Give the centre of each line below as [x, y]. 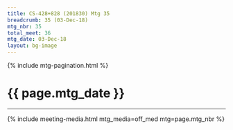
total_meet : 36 [29, 33]
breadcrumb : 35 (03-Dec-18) [48, 20]
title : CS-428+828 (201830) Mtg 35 [59, 13]
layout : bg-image [32, 46]
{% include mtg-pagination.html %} [58, 65]
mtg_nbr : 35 [24, 26]
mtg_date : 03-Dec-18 [37, 39]
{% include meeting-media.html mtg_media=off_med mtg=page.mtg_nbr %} [116, 119]
